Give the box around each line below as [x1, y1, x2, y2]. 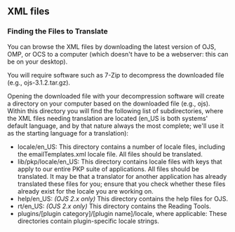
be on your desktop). [7, 57, 68, 66]
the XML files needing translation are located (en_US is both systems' [7, 114, 208, 122]
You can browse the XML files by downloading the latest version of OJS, [7, 42, 216, 51]
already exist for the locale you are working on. [17, 187, 154, 195]
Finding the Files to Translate [7, 27, 108, 36]
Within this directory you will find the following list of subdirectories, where [7, 106, 224, 115]
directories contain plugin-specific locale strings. [17, 217, 160, 225]
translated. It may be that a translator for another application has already [17, 172, 227, 180]
